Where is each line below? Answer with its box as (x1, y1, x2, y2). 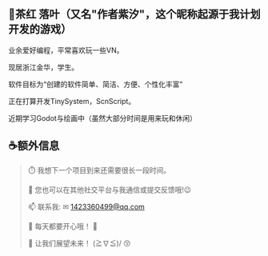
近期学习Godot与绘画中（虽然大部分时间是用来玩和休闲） (8, 113, 198, 122)
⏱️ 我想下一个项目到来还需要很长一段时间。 (27, 165, 170, 174)
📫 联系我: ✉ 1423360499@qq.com (27, 202, 146, 211)
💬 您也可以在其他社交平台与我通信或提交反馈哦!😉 (27, 185, 192, 194)
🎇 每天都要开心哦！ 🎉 (27, 221, 98, 230)
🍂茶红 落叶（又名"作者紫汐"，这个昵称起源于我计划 (8, 7, 261, 22)
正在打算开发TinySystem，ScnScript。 (8, 96, 136, 106)
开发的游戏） (8, 22, 72, 36)
